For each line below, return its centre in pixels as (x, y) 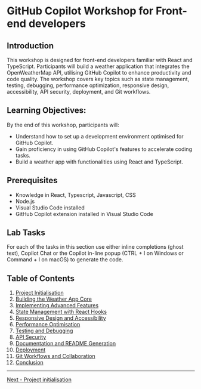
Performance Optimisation (48, 325)
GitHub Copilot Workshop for (80, 11)
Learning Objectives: (47, 111)
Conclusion (29, 363)
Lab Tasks (26, 233)
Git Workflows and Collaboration (55, 356)
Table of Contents (41, 278)
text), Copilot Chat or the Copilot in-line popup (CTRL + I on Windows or (95, 253)
